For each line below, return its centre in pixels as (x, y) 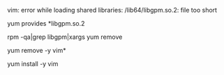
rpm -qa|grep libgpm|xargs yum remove (65, 37)
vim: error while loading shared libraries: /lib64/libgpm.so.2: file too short (112, 10)
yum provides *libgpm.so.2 (46, 23)
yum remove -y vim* (37, 50)
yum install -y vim (33, 64)
